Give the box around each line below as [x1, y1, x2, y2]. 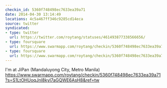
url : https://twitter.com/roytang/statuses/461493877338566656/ [9, 35, 146, 40]
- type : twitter [5, 30, 39, 35]
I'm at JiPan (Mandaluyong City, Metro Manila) [5, 67, 100, 73]
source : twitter [5, 21, 39, 26]
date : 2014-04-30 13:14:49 [5, 12, 61, 17]
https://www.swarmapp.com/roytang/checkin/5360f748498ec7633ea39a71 [5, 72, 161, 78]
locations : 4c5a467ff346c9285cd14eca [5, 16, 83, 21]
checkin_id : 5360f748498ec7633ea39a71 [5, 7, 85, 12]
